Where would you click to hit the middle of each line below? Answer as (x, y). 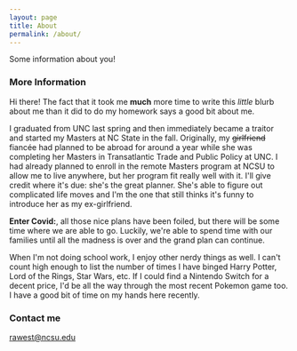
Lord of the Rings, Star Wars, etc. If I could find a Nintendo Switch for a (139, 275)
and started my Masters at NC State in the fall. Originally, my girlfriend (137, 138)
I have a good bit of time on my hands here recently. (104, 295)
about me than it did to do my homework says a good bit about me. (132, 111)
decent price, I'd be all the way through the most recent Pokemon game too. (149, 285)
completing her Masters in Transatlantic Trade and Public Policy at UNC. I (144, 156)
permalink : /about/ (45, 34)
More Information (48, 83)
